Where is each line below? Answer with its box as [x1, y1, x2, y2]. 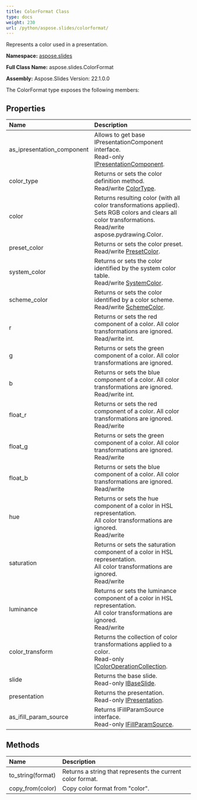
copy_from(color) [9, 784, 57, 792]
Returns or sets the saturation [94, 541, 176, 549]
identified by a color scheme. [94, 296, 174, 304]
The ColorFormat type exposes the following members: [6, 86, 140, 94]
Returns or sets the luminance [94, 587, 177, 595]
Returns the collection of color [94, 633, 178, 641]
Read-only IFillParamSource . [94, 720, 174, 728]
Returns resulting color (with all [94, 194, 181, 202]
